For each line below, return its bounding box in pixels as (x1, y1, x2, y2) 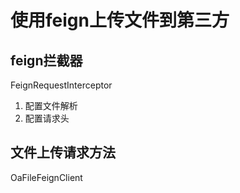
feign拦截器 (10, 52, 83, 69)
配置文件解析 (24, 100, 78, 111)
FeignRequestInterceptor (10, 79, 113, 91)
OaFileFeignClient (10, 171, 83, 183)
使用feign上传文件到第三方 (10, 9, 230, 32)
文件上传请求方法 (10, 144, 116, 161)
